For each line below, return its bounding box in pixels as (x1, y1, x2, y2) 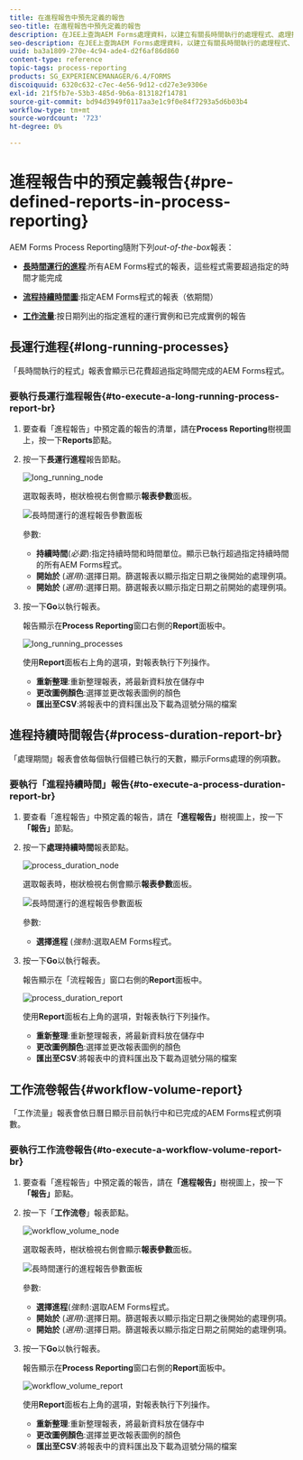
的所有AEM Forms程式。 (35, 559, 127, 570)
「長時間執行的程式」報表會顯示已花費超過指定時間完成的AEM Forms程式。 (9, 365, 289, 375)
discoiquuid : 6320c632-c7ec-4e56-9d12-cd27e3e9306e (9, 80, 207, 89)
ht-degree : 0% (9, 123, 63, 132)
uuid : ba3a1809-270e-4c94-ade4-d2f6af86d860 (9, 47, 179, 56)
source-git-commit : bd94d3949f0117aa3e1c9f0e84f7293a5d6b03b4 (9, 97, 248, 106)
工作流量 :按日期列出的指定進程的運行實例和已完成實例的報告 (22, 310, 246, 321)
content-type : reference (9, 55, 103, 64)
